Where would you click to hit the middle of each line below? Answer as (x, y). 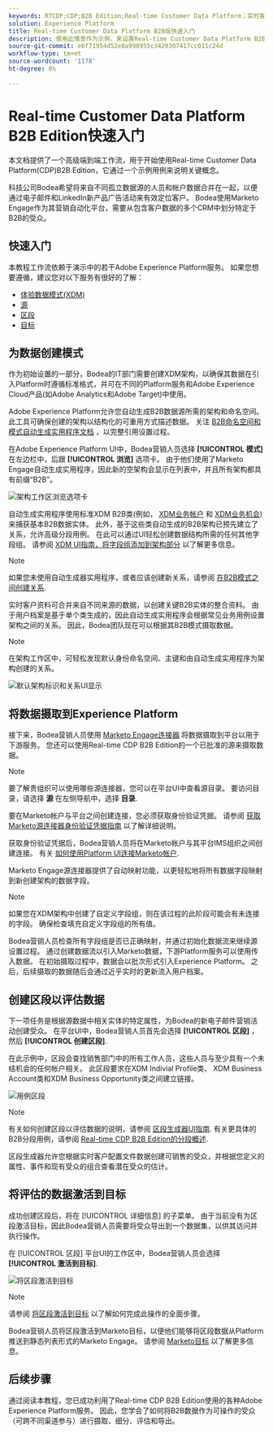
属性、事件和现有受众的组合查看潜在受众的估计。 (90, 1166)
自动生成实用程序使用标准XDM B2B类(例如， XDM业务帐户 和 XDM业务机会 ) (135, 514)
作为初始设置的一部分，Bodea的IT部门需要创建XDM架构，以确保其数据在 (130, 374)
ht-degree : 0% (32, 69)
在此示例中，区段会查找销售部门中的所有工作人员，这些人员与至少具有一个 (133, 1058)
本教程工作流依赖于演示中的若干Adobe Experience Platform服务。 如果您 (130, 267)
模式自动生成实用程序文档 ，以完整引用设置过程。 (91, 432)
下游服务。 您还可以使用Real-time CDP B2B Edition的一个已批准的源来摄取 (133, 745)
